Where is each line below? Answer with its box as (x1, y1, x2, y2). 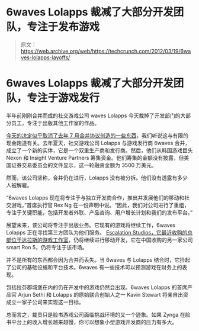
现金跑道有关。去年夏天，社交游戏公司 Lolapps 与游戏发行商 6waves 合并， (6, 139, 191, 146)
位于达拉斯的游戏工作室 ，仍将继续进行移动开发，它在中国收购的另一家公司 (11, 236, 193, 243)
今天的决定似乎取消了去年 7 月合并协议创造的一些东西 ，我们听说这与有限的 (6, 131, 188, 139)
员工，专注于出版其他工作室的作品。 (11, 119, 99, 126)
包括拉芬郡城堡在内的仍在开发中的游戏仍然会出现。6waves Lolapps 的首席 (6, 284, 188, 291)
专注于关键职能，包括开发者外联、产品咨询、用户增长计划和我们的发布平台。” (6, 208, 193, 216)
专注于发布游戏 (27, 20, 100, 34)
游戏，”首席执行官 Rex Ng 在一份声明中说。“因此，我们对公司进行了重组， (11, 201, 190, 208)
